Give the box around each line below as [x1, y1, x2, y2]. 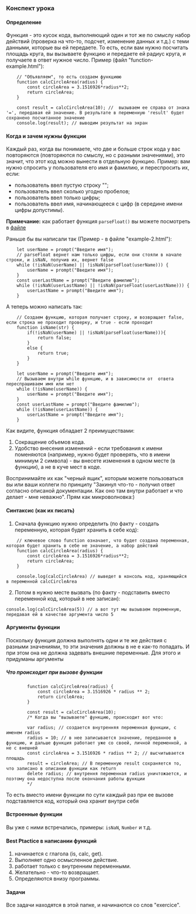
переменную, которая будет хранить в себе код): [14, 526, 139, 533]
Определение [6, 19, 42, 26]
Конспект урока [6, 4, 54, 12]
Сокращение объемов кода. [14, 439, 85, 446]
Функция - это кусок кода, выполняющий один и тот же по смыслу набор [6, 32, 191, 39]
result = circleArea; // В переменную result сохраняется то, [27, 760, 182, 766]
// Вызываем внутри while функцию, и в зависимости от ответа [16, 376, 174, 382]
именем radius [6, 730, 41, 735]
